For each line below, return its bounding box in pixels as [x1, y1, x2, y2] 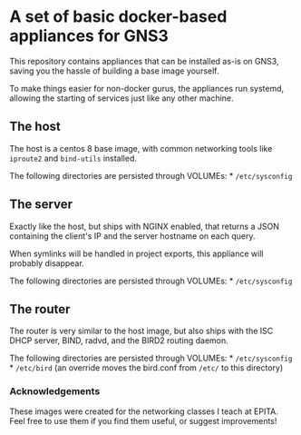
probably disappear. [9, 257, 84, 269]
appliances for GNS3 [9, 25, 170, 46]
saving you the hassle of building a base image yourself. [9, 65, 219, 76]
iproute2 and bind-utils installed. [9, 153, 138, 163]
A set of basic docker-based [9, 6, 228, 27]
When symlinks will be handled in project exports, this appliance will [9, 248, 264, 259]
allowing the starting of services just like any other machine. [9, 93, 234, 104]
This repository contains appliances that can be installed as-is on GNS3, [9, 55, 279, 66]
